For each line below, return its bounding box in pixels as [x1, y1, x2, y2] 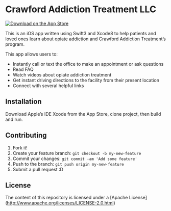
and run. [5, 116, 23, 122]
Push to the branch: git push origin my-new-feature [12, 161, 124, 167]
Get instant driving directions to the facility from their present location [12, 77, 160, 83]
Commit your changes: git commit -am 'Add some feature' [12, 155, 138, 162]
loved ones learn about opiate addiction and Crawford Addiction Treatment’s [5, 36, 166, 42]
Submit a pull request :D [12, 166, 64, 172]
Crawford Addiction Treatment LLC [5, 4, 157, 15]
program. [5, 41, 25, 47]
